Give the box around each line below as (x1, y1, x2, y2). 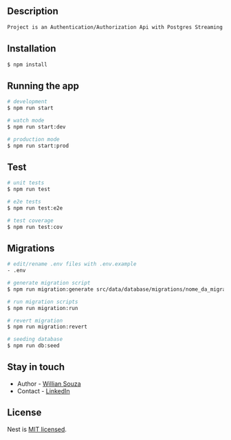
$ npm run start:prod (7, 142, 69, 149)
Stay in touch (7, 361, 65, 373)
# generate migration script (7, 280, 91, 287)
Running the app (7, 80, 79, 91)
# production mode (7, 135, 60, 143)
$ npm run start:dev (7, 123, 67, 130)
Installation (7, 43, 56, 54)
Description (7, 5, 58, 17)
